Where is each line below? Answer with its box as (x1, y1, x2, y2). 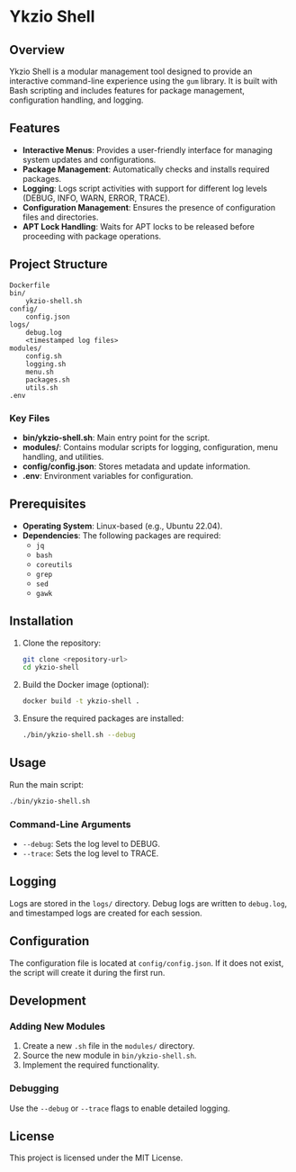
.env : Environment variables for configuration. (22, 470, 193, 481)
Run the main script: (9, 779, 84, 789)
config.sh (25, 351, 63, 361)
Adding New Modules (9, 1020, 106, 1032)
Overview (9, 42, 66, 58)
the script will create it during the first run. (9, 967, 166, 978)
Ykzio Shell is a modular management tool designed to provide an (9, 66, 253, 77)
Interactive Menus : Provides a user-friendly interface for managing (22, 144, 273, 155)
